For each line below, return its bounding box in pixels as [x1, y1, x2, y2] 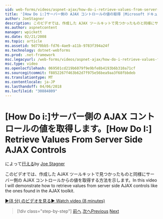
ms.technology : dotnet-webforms [5, 48, 70, 53]
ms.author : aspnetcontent [5, 25, 57, 30]
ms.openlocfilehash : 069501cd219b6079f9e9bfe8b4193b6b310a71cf [5, 66, 136, 71]
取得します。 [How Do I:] [56, 123, 152, 134]
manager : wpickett [5, 30, 42, 35]
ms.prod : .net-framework [5, 52, 55, 57]
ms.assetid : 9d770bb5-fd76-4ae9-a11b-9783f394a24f [5, 43, 110, 48]
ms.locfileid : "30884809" [5, 89, 57, 93]
